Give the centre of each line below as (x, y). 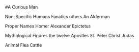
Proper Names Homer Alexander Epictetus (48, 26)
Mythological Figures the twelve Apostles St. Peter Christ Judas (69, 36)
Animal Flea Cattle (24, 45)
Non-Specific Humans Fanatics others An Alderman (57, 16)
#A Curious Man (22, 7)
